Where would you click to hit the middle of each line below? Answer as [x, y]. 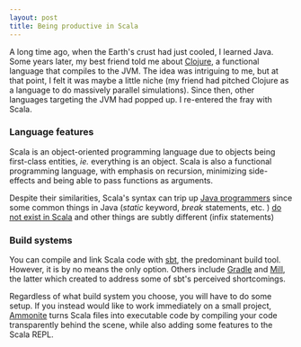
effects [22, 180]
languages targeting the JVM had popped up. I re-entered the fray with [141, 99]
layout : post [34, 18]
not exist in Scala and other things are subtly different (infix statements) [142, 217]
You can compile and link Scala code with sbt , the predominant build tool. [145, 260]
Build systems [41, 240]
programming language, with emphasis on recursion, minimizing [128, 171]
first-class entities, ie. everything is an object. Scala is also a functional [141, 161]
